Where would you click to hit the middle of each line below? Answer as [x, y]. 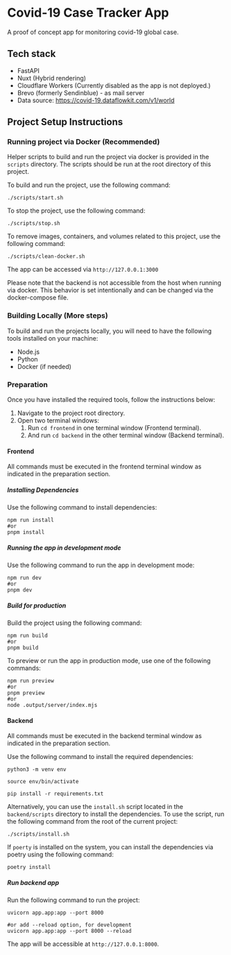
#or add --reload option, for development [69, 925]
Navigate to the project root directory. [71, 413]
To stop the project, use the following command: [76, 211]
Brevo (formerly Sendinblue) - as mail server [81, 92]
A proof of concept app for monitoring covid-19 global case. [93, 32]
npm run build [28, 636]
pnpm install [26, 532]
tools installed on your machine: [53, 338]
